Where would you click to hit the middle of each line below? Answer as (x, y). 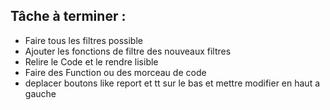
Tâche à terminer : (68, 16)
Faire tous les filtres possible (83, 40)
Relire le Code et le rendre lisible (91, 61)
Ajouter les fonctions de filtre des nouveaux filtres (128, 51)
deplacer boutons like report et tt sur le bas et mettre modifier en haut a (172, 83)
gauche (40, 93)
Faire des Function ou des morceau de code (115, 72)
